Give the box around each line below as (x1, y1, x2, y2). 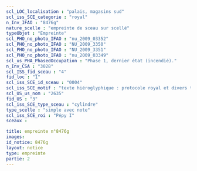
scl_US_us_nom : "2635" (6, 90, 64, 96)
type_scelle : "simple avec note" (6, 107, 91, 113)
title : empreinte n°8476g (6, 129, 69, 135)
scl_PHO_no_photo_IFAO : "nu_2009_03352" (6, 36, 109, 42)
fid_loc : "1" (6, 74, 41, 80)
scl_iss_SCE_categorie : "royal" (6, 14, 88, 20)
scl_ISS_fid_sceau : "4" (6, 69, 67, 75)
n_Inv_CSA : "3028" (6, 63, 54, 69)
